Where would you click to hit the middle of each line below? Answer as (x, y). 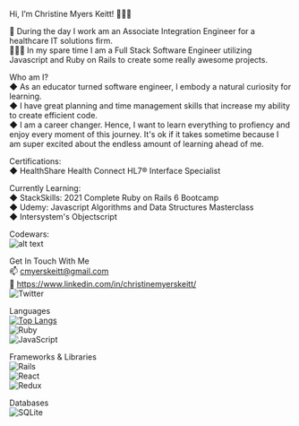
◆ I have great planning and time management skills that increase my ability (150, 106)
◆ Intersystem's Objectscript (64, 217)
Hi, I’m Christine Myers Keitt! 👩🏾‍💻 (71, 14)
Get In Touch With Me (49, 261)
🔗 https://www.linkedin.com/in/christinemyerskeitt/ (103, 284)
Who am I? (29, 77)
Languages (30, 311)
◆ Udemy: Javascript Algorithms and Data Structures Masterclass (132, 207)
